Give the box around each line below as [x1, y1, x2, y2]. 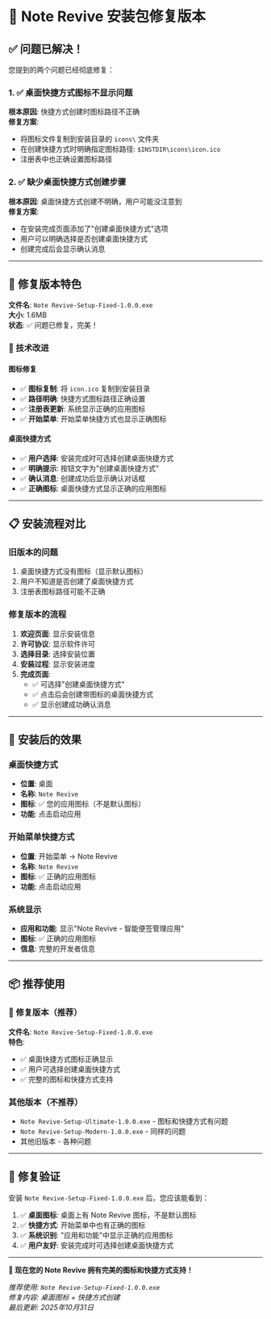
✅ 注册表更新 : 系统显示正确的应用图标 [19, 404, 146, 413]
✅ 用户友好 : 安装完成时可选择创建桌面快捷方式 [19, 1240, 174, 1250]
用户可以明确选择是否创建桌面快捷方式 [19, 233, 148, 243]
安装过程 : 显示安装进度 [19, 659, 95, 668]
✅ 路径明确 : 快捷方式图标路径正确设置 [19, 393, 146, 404]
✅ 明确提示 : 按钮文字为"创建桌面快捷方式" [19, 463, 160, 473]
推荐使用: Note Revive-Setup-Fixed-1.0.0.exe [8, 1282, 161, 1292]
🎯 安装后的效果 [8, 733, 82, 747]
